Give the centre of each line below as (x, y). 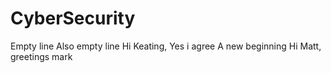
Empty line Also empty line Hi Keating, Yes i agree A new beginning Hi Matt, (166, 46)
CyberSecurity (73, 18)
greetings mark (41, 56)
